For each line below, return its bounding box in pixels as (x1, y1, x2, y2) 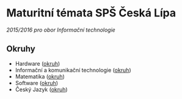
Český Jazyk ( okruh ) (15, 86, 68, 93)
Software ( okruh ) (15, 79, 59, 86)
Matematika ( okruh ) (15, 73, 65, 80)
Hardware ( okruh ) (15, 60, 60, 67)
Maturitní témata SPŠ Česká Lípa (6, 6, 177, 20)
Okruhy (6, 44, 35, 54)
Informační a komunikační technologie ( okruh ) (15, 66, 131, 73)
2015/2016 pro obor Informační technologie (6, 26, 116, 33)
